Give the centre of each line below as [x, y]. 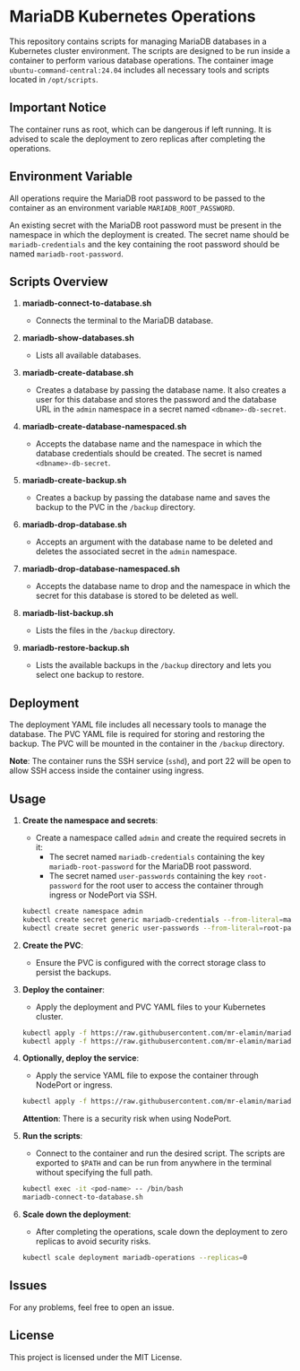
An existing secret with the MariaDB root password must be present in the [146, 225]
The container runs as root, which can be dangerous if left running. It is [140, 129]
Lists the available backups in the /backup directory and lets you [153, 665]
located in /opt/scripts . [54, 79]
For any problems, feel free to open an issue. [92, 1307]
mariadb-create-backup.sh [74, 481]
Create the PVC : [52, 945]
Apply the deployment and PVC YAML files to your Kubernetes [150, 1007]
